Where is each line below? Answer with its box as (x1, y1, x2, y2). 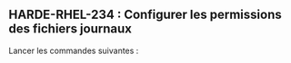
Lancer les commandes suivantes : (8, 45, 139, 56)
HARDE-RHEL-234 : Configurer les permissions (8, 7, 283, 22)
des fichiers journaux (8, 22, 133, 37)
